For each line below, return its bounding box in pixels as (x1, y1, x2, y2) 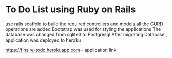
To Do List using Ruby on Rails (5, 4, 136, 15)
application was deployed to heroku (5, 37, 81, 43)
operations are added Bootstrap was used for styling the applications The (5, 26, 161, 32)
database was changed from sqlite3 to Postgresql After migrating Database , (5, 31, 167, 37)
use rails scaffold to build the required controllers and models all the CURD (5, 21, 163, 27)
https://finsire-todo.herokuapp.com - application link (5, 47, 117, 53)
